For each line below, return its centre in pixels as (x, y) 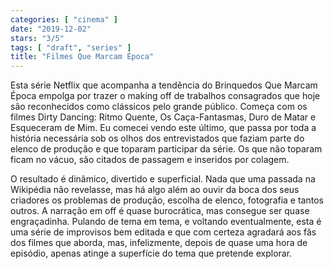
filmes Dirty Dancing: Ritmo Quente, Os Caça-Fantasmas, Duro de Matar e (163, 117)
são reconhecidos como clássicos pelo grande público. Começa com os (159, 107)
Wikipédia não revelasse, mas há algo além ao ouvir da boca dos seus (155, 190)
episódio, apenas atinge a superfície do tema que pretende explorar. (151, 253)
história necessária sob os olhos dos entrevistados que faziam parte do (157, 138)
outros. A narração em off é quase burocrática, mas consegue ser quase (160, 211)
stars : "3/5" (37, 38)
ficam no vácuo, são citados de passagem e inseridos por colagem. (150, 160)
